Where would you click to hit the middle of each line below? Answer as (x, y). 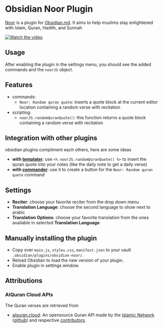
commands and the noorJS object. (39, 69)
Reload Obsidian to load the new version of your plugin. (68, 260)
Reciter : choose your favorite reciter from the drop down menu (75, 202)
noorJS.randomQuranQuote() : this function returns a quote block (83, 117)
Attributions (24, 281)
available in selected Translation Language (56, 223)
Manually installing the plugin (51, 238)
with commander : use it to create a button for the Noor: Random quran (82, 170)
